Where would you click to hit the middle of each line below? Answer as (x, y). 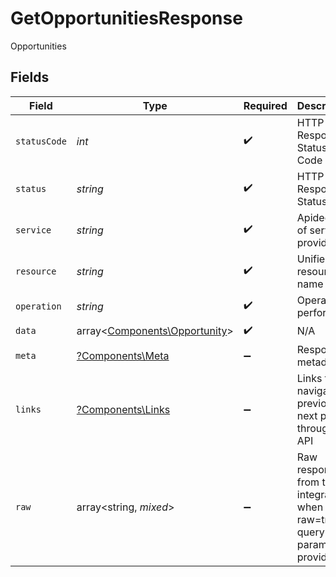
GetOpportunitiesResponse (126, 18)
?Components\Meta (123, 355)
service (33, 230)
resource (36, 271)
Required (265, 105)
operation (38, 306)
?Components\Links (123, 409)
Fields (30, 77)
